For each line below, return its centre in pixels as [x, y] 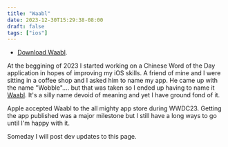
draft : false [26, 26]
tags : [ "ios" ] [28, 33]
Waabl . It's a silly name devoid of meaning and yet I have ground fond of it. [114, 95]
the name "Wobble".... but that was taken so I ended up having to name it [111, 88]
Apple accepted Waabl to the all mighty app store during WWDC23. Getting [115, 108]
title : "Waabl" [29, 13]
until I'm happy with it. [39, 123]
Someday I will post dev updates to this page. [72, 137]
